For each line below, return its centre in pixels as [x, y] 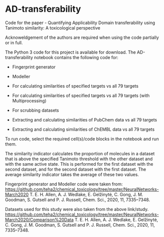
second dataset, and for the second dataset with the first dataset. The [76, 169]
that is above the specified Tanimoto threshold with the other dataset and [79, 159]
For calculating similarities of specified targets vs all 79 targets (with [81, 95]
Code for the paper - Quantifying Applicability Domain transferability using [80, 23]
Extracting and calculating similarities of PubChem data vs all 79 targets [85, 119]
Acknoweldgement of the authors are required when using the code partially [82, 37]
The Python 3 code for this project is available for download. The [70, 52]
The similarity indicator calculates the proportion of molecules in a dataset [80, 153]
